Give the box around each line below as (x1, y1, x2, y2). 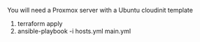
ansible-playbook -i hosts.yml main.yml (17, 27, 131, 35)
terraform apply (17, 20, 63, 27)
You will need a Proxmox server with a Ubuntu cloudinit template (7, 6, 194, 14)
